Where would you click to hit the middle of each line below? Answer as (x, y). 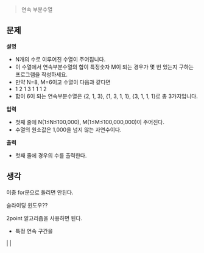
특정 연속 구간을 (34, 231)
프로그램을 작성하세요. (41, 74)
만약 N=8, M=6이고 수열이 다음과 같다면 (63, 82)
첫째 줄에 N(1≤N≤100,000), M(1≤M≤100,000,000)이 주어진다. (90, 122)
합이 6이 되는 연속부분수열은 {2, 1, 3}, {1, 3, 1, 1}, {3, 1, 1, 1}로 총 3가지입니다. (106, 96)
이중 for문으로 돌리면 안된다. (40, 192)
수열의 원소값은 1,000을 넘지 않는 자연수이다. (68, 130)
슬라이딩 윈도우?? (27, 205)
